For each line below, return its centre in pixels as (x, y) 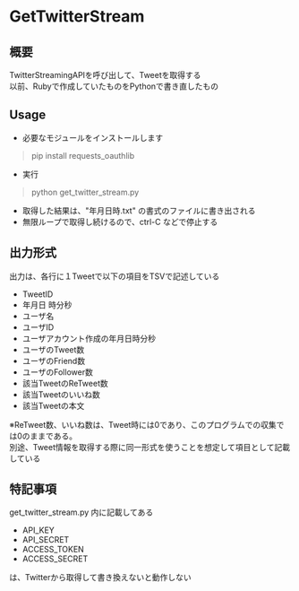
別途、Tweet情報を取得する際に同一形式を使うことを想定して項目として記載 (150, 447)
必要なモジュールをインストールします (93, 137)
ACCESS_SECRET (55, 559)
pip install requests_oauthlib (83, 155)
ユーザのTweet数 (53, 349)
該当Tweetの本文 (53, 405)
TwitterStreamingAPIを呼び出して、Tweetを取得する (105, 75)
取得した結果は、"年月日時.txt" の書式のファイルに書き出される (139, 210)
